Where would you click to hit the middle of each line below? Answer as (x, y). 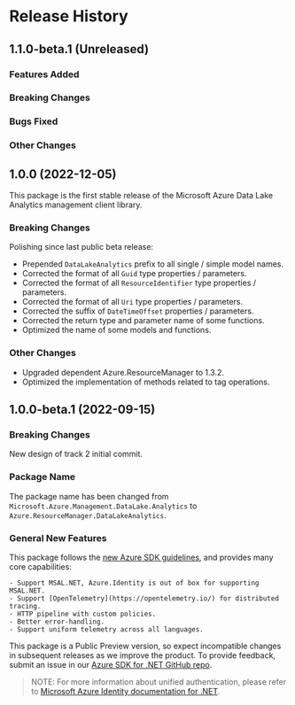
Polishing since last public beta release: (81, 247)
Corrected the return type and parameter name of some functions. (143, 321)
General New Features (58, 538)
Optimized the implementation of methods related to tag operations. (146, 382)
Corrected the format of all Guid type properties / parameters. (134, 274)
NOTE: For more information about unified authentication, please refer (159, 682)
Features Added (44, 74)
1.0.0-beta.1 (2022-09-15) (82, 410)
